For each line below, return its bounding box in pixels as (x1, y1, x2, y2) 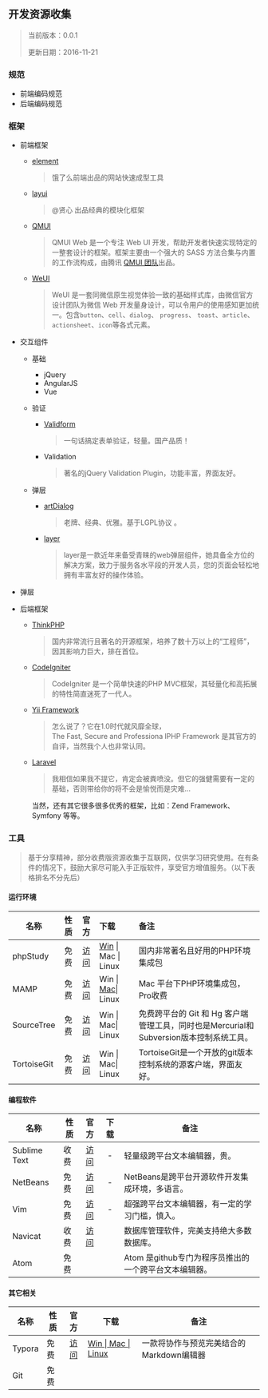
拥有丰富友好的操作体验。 (63, 570, 148, 580)
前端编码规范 (19, 89, 62, 98)
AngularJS (43, 379, 78, 388)
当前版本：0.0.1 (27, 30, 78, 40)
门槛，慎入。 (132, 1210, 181, 1221)
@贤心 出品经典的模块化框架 (51, 205, 145, 215)
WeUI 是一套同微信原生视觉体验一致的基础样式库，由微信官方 (51, 290, 254, 300)
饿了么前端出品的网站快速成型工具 (51, 173, 164, 182)
